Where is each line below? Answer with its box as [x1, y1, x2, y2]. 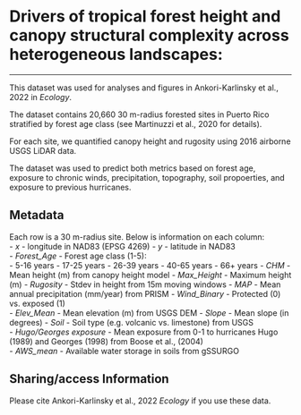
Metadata [9, 207, 64, 223]
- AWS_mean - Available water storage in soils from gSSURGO [9, 345, 240, 356]
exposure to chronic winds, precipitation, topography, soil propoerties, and [9, 172, 285, 182]
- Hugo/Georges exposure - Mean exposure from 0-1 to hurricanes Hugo [9, 326, 279, 337]
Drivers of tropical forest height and [9, 6, 281, 27]
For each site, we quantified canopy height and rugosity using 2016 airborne [9, 136, 291, 147]
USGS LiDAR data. [9, 145, 77, 156]
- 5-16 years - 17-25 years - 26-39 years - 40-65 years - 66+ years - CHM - [9, 259, 291, 270]
